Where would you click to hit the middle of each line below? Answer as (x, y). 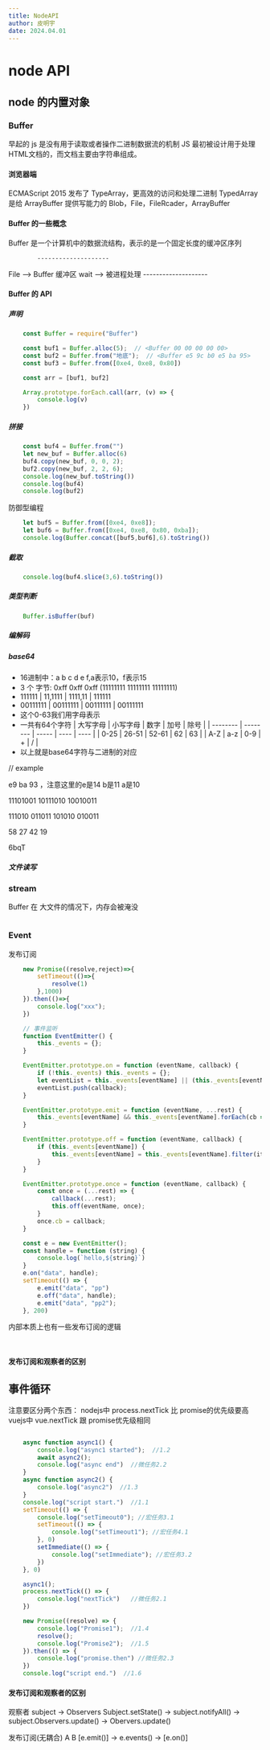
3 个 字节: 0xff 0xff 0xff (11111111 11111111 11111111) (99, 687)
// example (26, 768)
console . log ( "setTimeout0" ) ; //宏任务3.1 (106, 1517)
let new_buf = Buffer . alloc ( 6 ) (75, 454)
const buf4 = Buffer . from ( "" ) (74, 447)
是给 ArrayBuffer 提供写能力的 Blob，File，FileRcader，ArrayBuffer (119, 204)
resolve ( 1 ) (70, 984)
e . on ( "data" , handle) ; (61, 1273)
